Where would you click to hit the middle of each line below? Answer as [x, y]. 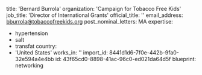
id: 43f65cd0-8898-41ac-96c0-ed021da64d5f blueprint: [126, 59]
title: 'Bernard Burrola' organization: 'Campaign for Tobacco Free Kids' [94, 9]
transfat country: [36, 46]
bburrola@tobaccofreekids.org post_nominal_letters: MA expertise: [90, 21]
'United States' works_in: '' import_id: [62, 53]
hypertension [31, 33]
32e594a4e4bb [34, 59]
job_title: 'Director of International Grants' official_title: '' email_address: [95, 15]
